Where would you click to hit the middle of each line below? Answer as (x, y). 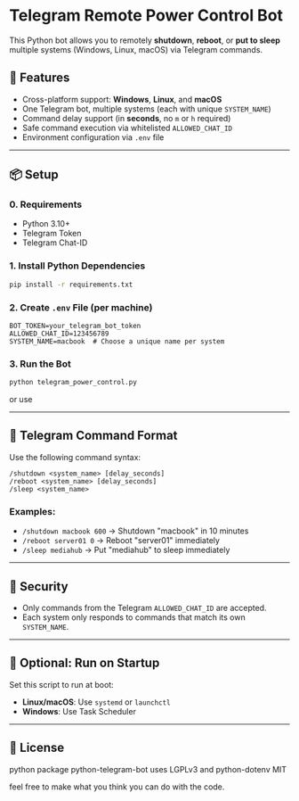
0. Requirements (46, 204)
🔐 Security (39, 586)
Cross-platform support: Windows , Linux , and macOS (122, 99)
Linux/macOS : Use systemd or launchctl (96, 702)
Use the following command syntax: (75, 457)
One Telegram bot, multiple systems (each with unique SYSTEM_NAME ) (146, 109)
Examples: (32, 511)
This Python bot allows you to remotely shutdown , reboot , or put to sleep (145, 40)
